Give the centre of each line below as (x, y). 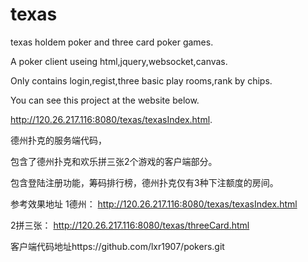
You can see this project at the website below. (105, 100)
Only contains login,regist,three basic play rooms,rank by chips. (141, 80)
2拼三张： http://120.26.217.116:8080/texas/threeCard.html (130, 225)
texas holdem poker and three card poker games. (112, 42)
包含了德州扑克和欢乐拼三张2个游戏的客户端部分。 (114, 161)
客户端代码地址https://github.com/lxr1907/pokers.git (117, 246)
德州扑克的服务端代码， (58, 140)
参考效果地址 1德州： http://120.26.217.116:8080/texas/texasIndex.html (154, 204)
